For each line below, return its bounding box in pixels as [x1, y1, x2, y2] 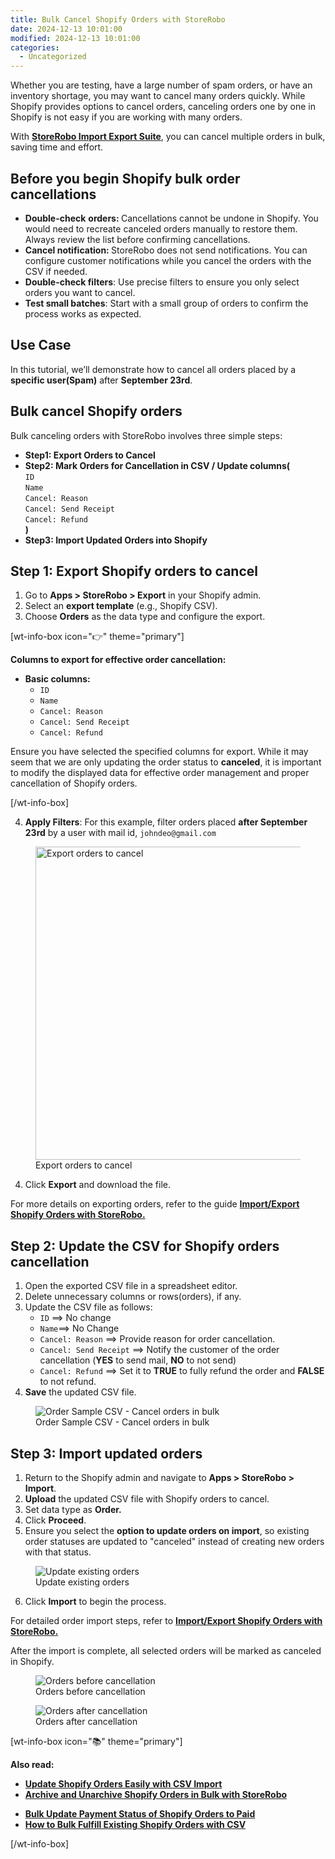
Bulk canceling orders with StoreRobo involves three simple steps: [10, 429, 283, 441]
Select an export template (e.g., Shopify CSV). [24, 600, 218, 612]
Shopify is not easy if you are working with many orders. [10, 111, 243, 123]
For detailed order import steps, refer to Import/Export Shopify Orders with [10, 1615, 323, 1626]
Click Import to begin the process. [24, 1596, 167, 1607]
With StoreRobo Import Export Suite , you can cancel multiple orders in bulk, [10, 131, 326, 143]
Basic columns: [24, 673, 91, 685]
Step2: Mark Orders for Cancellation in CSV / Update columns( [24, 459, 291, 471]
